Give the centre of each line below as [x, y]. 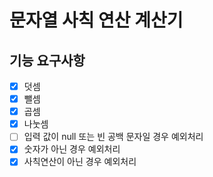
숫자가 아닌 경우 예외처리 [72, 149]
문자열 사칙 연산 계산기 [96, 20]
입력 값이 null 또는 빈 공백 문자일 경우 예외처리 [113, 137]
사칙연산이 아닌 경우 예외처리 [80, 162]
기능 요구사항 [47, 60]
